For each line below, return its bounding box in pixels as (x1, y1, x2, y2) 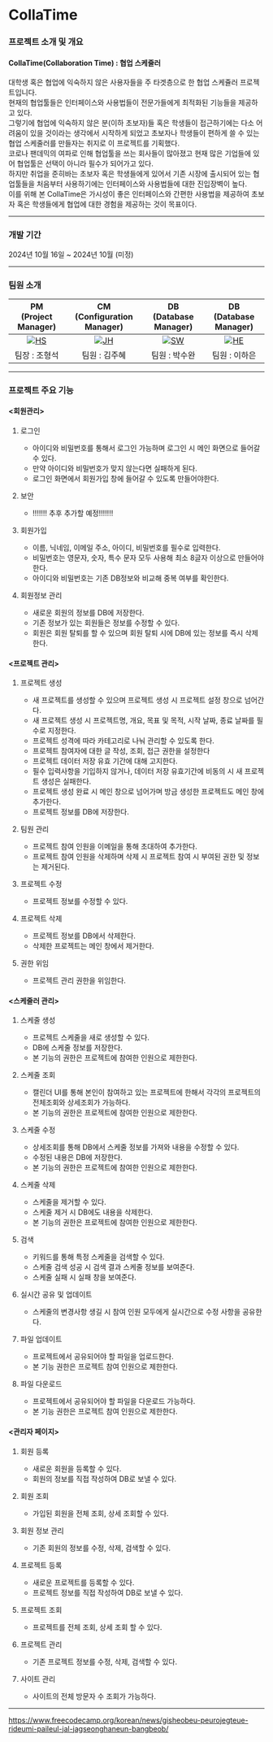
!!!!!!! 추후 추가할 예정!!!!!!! (32, 508, 114, 518)
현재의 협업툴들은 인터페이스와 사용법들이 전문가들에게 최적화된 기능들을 (8, 98, 237, 107)
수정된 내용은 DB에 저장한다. (32, 1153, 123, 1162)
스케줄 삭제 (19, 1180, 56, 1190)
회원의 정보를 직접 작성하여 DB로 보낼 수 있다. (32, 1474, 177, 1484)
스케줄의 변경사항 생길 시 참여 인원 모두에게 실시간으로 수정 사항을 (32, 1307, 241, 1317)
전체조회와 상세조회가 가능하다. (32, 1097, 131, 1107)
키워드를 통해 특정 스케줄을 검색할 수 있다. (32, 1252, 165, 1262)
